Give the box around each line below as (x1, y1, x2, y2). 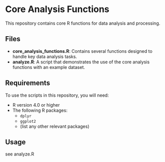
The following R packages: (12, 107, 68, 113)
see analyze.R (5, 151, 34, 157)
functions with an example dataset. (12, 64, 85, 70)
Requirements (5, 79, 50, 88)
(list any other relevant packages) (20, 123, 90, 129)
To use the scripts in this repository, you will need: (5, 92, 109, 98)
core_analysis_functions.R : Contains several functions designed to (12, 48, 153, 54)
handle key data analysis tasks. (12, 53, 77, 59)
